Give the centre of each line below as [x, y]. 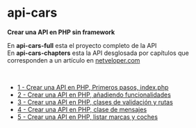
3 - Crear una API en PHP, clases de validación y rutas [95, 102]
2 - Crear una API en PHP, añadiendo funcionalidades [94, 95]
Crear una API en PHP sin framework [61, 32]
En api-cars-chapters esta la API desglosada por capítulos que [98, 53]
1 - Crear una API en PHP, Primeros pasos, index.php [93, 87]
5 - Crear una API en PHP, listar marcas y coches [88, 117]
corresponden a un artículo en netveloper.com [74, 60]
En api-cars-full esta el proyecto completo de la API [82, 45]
